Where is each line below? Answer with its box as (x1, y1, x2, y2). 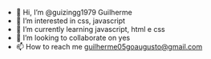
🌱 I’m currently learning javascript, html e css (15, 25, 166, 33)
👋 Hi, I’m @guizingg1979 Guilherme (15, 8, 132, 17)
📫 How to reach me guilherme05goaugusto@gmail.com (15, 42, 203, 51)
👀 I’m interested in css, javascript (15, 16, 126, 26)
